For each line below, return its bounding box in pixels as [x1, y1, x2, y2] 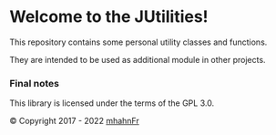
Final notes [9, 77, 59, 89]
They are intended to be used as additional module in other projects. [9, 54, 266, 65]
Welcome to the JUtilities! [9, 6, 209, 27]
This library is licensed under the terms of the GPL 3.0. [9, 98, 215, 109]
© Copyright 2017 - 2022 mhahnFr [9, 116, 139, 127]
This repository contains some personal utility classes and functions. [9, 36, 268, 47]
